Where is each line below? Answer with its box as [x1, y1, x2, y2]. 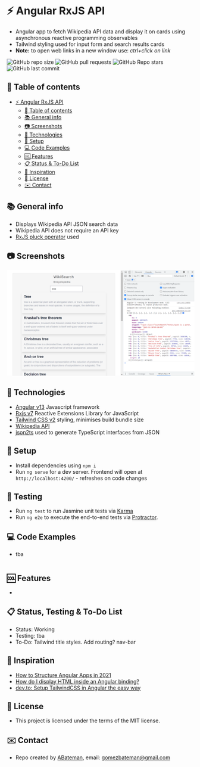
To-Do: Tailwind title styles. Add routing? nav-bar [15, 638, 136, 645]
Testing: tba [15, 632, 45, 639]
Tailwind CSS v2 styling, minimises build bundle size [15, 416, 144, 423]
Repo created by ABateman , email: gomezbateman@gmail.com [15, 754, 171, 761]
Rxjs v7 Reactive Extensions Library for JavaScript [15, 409, 139, 417]
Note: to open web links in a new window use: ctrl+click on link [15, 46, 171, 54]
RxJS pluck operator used [15, 233, 79, 240]
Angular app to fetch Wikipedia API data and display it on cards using [15, 27, 186, 35]
